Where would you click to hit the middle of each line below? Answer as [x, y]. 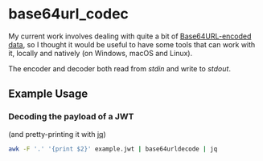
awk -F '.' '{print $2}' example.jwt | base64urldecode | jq [113, 149]
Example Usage [48, 94]
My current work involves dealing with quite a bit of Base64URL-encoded [130, 36]
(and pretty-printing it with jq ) [57, 134]
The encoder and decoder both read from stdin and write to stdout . [120, 68]
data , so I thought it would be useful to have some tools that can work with [132, 44]
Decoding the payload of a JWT [71, 117]
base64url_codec [68, 14]
